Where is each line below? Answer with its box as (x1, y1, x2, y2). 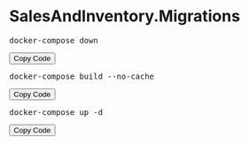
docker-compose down (9, 35, 99, 45)
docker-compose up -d (9, 107, 104, 117)
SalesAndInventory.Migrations (9, 6, 241, 27)
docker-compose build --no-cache (9, 71, 155, 81)
